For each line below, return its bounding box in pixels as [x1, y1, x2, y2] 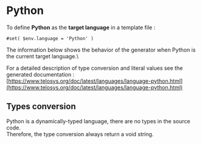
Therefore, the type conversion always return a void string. [6, 130, 154, 137]
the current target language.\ [6, 52, 79, 60]
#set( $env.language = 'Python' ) [6, 35, 94, 41]
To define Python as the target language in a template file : [6, 24, 156, 31]
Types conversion [6, 101, 76, 112]
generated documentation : [6, 70, 75, 78]
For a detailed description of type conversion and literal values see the [6, 64, 183, 72]
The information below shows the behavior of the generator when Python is [6, 46, 196, 53]
